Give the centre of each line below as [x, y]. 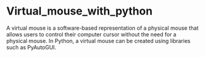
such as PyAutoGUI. [31, 47]
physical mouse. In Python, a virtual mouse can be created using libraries [99, 41]
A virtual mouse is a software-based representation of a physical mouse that [103, 28]
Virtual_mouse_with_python [79, 11]
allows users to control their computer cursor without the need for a [92, 34]
